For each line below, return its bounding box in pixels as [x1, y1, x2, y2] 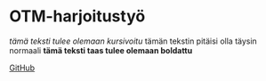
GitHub [9, 62, 36, 73]
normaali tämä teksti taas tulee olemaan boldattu [9, 45, 193, 55]
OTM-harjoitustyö [9, 6, 146, 27]
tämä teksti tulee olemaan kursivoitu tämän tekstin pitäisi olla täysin [9, 36, 258, 46]
